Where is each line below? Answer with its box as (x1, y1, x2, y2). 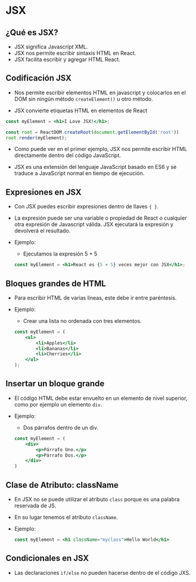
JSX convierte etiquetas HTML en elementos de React (14, 107, 148, 114)
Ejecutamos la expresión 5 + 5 (23, 250, 98, 257)
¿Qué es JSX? (5, 27, 58, 38)
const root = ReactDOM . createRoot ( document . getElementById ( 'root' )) (5, 129, 179, 135)
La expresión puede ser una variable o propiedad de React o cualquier (14, 214, 187, 221)
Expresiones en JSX (5, 187, 82, 197)
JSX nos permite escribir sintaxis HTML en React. (14, 50, 136, 57)
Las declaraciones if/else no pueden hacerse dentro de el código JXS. (14, 569, 191, 576)
